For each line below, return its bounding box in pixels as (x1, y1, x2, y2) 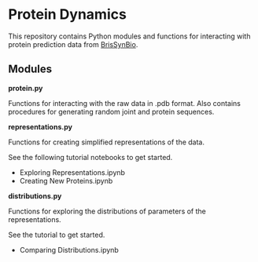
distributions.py (8, 191, 62, 201)
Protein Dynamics (8, 5, 127, 24)
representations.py (8, 122, 73, 131)
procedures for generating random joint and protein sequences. (8, 107, 215, 116)
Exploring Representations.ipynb (19, 167, 126, 177)
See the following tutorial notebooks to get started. (8, 152, 173, 162)
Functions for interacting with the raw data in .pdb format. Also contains (8, 98, 241, 107)
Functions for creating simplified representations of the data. (8, 137, 205, 147)
